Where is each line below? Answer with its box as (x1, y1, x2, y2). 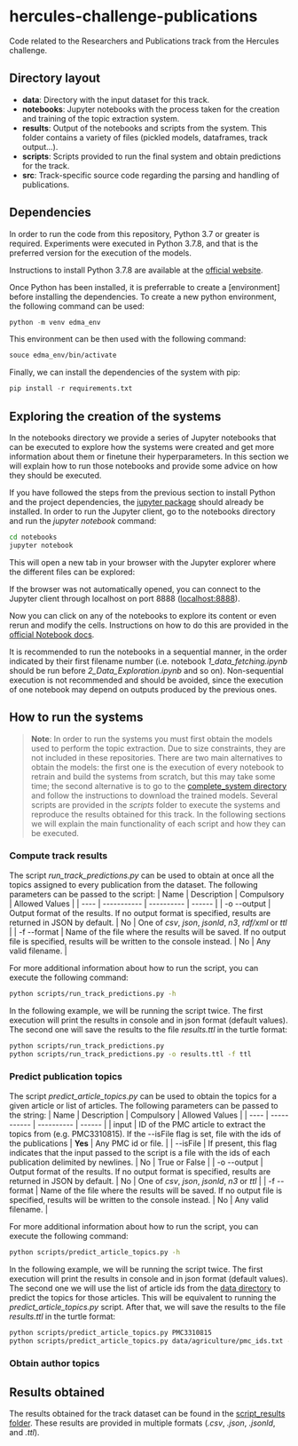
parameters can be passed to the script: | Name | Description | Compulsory (9, 889, 285, 899)
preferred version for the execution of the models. (9, 247, 192, 258)
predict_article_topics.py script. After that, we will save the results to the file (9, 1301, 286, 1312)
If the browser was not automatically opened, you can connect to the (9, 583, 262, 594)
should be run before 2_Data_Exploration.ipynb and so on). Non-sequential (9, 665, 284, 676)
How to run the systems (9, 710, 144, 725)
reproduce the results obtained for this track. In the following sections (30, 809, 286, 819)
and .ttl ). (9, 1427, 40, 1438)
